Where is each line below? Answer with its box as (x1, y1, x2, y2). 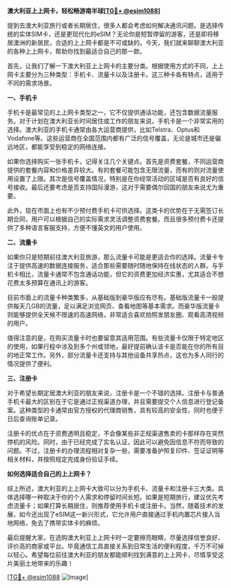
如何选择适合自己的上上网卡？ (7, 470, 91, 478)
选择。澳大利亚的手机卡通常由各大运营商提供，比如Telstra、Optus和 (7, 125, 201, 134)
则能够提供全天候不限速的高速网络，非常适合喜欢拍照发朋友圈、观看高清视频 (7, 311, 224, 319)
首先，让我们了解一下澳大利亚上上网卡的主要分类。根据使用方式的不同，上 (7, 62, 218, 70)
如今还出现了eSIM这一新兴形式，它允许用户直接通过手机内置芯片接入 (19, 510, 214, 518)
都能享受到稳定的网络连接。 (30, 143, 110, 151)
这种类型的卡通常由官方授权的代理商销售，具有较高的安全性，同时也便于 (19, 406, 224, 414)
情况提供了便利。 (7, 359, 56, 368)
